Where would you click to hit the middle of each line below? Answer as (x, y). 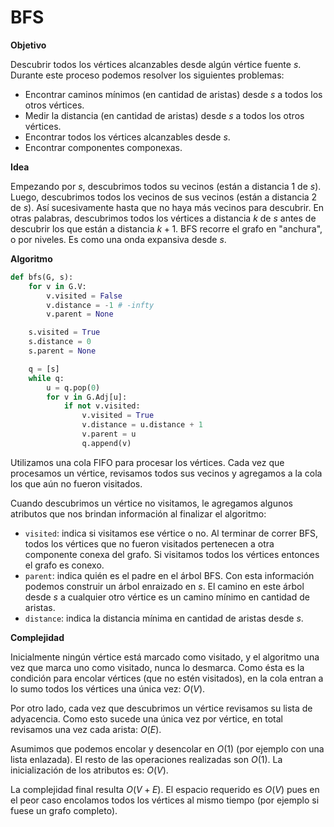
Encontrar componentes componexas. (103, 147)
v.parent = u (109, 434)
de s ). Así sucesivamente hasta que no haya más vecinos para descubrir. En (167, 207)
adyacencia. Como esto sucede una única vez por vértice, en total (146, 718)
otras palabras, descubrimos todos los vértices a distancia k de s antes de (163, 218)
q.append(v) (106, 443)
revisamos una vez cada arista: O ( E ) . (86, 729)
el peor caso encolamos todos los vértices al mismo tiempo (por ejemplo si (165, 800)
